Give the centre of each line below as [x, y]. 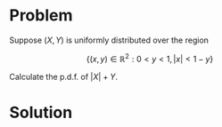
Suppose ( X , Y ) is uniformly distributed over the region [109, 40]
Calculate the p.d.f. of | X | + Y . [64, 76]
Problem [41, 16]
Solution [41, 112]
